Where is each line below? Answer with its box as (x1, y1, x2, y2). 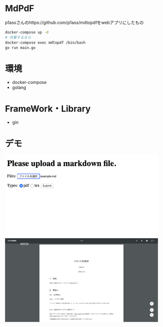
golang (12, 84, 26, 90)
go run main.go (5, 45, 36, 50)
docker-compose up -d (5, 30, 49, 34)
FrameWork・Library (5, 103, 91, 114)
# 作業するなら (5, 35, 32, 40)
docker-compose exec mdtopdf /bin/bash (5, 40, 86, 45)
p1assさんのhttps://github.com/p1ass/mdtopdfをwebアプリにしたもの (5, 19, 144, 25)
